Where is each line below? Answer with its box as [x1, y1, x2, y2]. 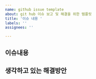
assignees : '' [5, 25, 34, 30]
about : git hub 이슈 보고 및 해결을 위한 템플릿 [5, 12, 92, 16]
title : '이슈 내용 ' [5, 16, 43, 21]
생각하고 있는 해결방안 [5, 66, 67, 75]
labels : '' [5, 20, 27, 26]
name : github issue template [5, 7, 64, 12]
